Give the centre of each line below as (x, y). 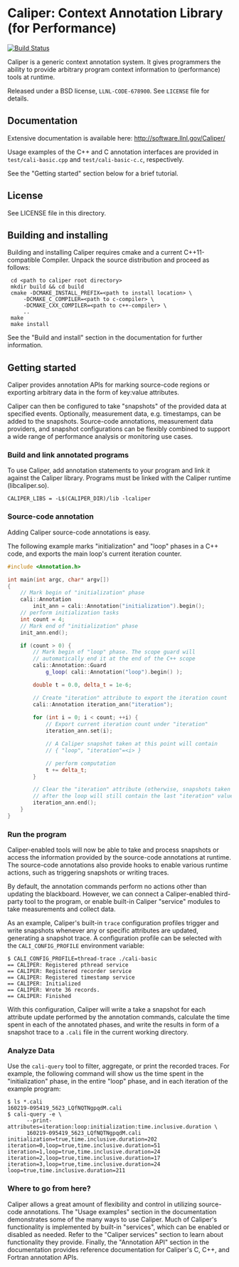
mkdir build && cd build (47, 287)
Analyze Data (31, 1050)
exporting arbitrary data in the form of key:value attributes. (94, 392)
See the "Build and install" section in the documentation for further (105, 337)
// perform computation (80, 763)
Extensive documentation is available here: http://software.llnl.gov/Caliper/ (116, 138)
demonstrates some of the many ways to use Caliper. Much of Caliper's (112, 1219)
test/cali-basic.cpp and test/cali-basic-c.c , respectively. (96, 159)
